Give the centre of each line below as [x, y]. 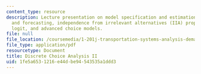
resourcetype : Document [36, 51]
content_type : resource [36, 12]
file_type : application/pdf [41, 45]
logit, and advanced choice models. [57, 28]
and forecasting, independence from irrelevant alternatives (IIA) [98, 23]
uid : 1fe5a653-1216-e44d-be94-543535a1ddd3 [61, 61]
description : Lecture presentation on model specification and [87, 17]
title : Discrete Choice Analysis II [52, 56]
